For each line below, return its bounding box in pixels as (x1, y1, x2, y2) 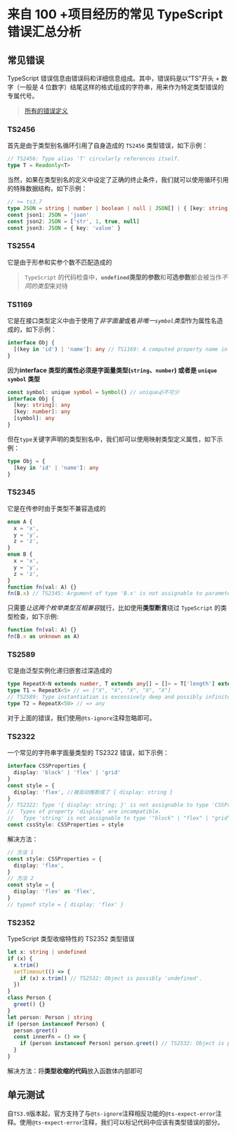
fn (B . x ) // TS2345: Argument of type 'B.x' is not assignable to (7, 590, 202, 597)
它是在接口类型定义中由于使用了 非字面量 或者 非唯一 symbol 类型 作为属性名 (7, 317, 217, 325)
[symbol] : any (13, 415, 55, 422)
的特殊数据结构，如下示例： (7, 184, 88, 193)
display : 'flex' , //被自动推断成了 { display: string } (13, 788, 173, 796)
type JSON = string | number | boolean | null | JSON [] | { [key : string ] (7, 204, 231, 211)
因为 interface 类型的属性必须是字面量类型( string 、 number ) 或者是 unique (7, 366, 218, 374)
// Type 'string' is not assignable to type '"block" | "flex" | (7, 815, 209, 822)
